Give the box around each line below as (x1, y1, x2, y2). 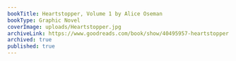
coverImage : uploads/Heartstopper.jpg (7, 23, 122, 30)
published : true (7, 43, 55, 50)
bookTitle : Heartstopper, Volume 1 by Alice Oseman (7, 10, 163, 18)
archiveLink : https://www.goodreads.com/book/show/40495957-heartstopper (7, 29, 230, 37)
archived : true (7, 36, 52, 43)
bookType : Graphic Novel (7, 17, 81, 24)
